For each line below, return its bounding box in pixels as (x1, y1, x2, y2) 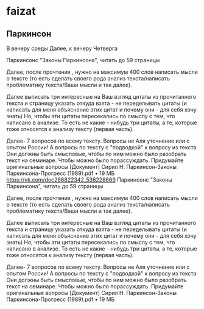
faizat (6, 4, 36, 18)
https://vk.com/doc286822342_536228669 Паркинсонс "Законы (6, 176, 172, 183)
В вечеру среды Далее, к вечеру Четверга (6, 44, 118, 52)
